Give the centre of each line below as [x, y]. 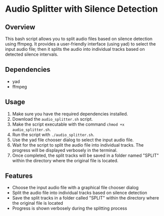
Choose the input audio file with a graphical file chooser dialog [75, 188]
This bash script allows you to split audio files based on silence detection [79, 39]
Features [19, 176]
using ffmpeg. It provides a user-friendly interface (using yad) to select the [81, 44]
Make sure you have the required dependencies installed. [70, 114]
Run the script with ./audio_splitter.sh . [53, 134]
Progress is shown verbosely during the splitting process [70, 208]
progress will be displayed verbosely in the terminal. [65, 150]
